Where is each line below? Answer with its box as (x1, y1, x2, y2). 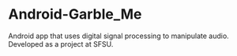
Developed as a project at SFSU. (8, 39, 114, 48)
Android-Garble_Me (8, 5, 142, 23)
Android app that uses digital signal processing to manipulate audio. (8, 31, 229, 40)
